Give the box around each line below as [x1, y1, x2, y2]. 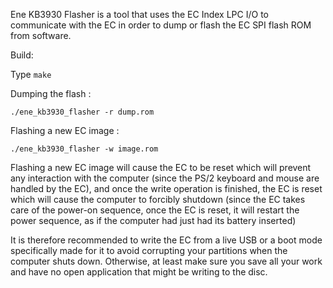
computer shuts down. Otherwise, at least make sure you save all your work [10, 255, 323, 267]
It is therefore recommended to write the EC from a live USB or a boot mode [10, 234, 323, 246]
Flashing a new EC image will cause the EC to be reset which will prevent [10, 162, 312, 173]
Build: [10, 49, 34, 61]
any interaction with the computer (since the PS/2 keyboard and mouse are [10, 172, 320, 184]
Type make [10, 69, 52, 80]
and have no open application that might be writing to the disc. [10, 266, 268, 278]
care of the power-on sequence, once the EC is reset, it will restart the [10, 204, 300, 216]
